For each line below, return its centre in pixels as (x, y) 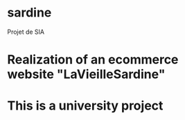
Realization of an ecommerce (93, 60)
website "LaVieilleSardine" (86, 74)
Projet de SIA (26, 32)
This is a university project (85, 106)
